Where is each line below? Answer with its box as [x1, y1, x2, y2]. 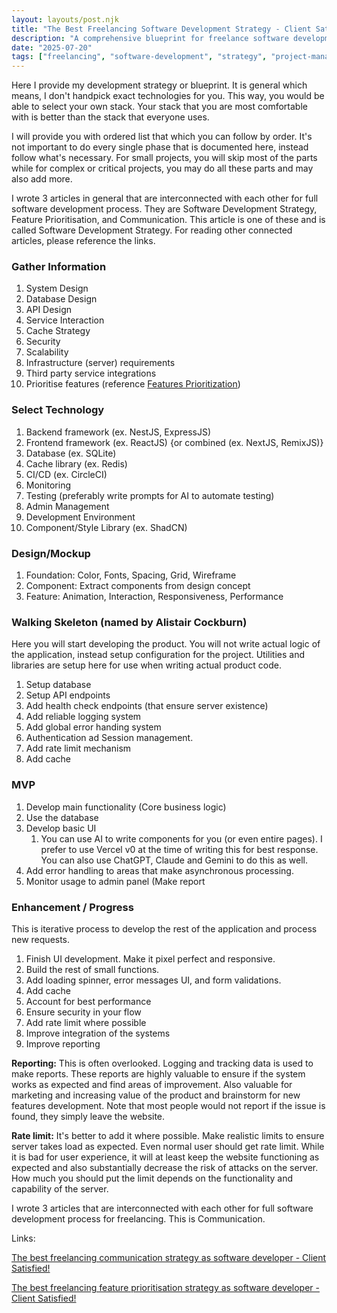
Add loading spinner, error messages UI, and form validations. [25, 974, 282, 986]
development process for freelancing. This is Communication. [11, 1212, 266, 1225]
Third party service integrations [25, 367, 157, 380]
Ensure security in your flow [25, 1006, 142, 1018]
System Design [25, 282, 89, 295]
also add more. [11, 173, 73, 185]
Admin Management [25, 500, 110, 512]
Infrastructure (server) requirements [25, 357, 176, 369]
